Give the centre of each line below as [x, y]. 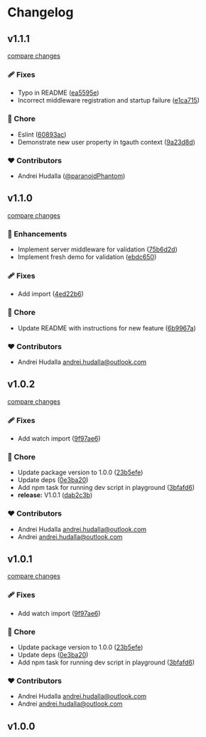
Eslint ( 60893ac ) [42, 134]
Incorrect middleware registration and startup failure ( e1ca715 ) [109, 100]
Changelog [40, 12]
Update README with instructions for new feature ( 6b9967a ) [107, 328]
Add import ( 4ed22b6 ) [50, 294]
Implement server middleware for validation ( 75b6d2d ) [97, 249]
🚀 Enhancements [37, 234]
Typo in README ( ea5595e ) [58, 93]
